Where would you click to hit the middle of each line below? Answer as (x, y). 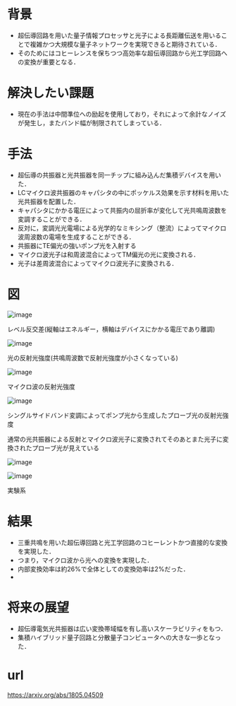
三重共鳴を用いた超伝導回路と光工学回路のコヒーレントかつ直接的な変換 (122, 542)
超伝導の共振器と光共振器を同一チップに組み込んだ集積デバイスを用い (119, 175)
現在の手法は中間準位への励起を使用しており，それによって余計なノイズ (122, 114)
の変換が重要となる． (48, 61)
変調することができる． (51, 219)
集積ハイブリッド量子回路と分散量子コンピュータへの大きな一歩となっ (119, 637)
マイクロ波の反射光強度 (41, 387)
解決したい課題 (51, 93)
